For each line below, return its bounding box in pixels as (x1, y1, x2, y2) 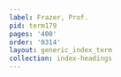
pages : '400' (9, 29, 57, 38)
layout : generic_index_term (9, 46, 113, 55)
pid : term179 (9, 21, 57, 30)
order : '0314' (9, 37, 62, 47)
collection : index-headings (9, 54, 113, 63)
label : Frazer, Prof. (9, 12, 89, 22)
